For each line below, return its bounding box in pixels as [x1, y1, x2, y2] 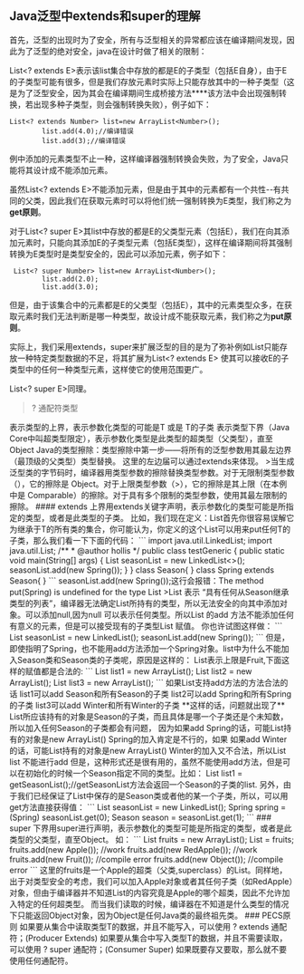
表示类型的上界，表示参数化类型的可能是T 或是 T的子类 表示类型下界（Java [9, 421, 290, 432]
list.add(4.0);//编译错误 [42, 126, 134, 136]
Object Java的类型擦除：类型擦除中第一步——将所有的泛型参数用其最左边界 [9, 444, 292, 455]
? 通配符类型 [31, 402, 79, 413]
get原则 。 [9, 207, 47, 217]
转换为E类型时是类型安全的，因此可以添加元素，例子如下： [9, 248, 229, 259]
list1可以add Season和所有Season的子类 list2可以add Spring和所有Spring [19, 688, 292, 699]
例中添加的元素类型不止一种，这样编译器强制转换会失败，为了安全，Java [9, 153, 281, 164]
